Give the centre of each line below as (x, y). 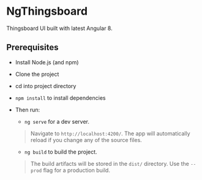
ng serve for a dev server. (57, 121)
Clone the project (37, 74)
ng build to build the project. (61, 152)
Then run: (28, 110)
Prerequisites (32, 47)
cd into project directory (46, 86)
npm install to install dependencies (60, 98)
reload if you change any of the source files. (86, 140)
